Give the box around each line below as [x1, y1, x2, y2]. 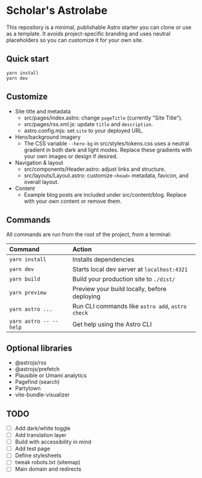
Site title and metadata [14, 107, 71, 115]
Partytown [14, 384, 41, 392]
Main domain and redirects [14, 465, 82, 473]
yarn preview [9, 289, 47, 296]
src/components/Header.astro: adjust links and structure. [23, 165, 166, 173]
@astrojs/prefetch [14, 366, 60, 373]
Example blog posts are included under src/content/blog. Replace [23, 191, 187, 198]
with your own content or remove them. [23, 197, 122, 205]
